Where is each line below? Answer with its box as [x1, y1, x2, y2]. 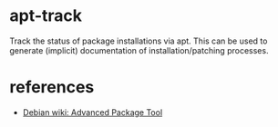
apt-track [9, 5, 83, 26]
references [9, 77, 95, 98]
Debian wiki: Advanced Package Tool [22, 106, 163, 118]
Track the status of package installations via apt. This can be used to [9, 35, 268, 46]
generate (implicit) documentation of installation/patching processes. [9, 44, 269, 55]
